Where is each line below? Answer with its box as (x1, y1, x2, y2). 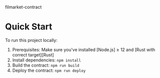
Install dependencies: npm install (12, 57, 81, 63)
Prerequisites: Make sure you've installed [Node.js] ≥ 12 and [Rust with (12, 46, 156, 53)
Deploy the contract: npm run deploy (12, 67, 86, 73)
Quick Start (5, 21, 53, 32)
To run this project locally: (5, 37, 58, 43)
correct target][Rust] (12, 52, 54, 58)
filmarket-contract (5, 4, 42, 10)
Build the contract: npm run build (12, 62, 80, 68)
